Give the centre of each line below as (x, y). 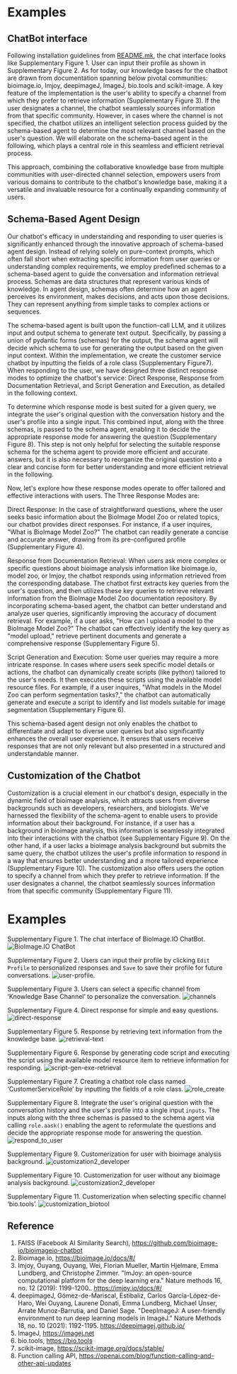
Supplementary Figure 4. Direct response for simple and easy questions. (113, 1010)
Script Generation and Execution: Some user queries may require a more (113, 657)
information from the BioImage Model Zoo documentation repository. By (112, 598)
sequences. (24, 311)
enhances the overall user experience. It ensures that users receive (105, 738)
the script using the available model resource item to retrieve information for (118, 1060)
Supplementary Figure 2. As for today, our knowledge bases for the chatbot (117, 70)
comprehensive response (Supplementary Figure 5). (83, 643)
